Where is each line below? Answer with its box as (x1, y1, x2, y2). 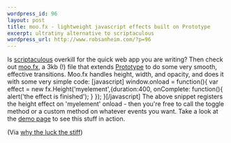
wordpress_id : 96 (7, 10, 58, 17)
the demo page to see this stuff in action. (7, 114, 126, 123)
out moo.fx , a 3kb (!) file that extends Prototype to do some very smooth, (7, 63, 218, 71)
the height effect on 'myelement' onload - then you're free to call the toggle (7, 100, 225, 108)
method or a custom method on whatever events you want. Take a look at (7, 107, 218, 116)
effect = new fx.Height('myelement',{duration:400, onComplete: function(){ (7, 85, 223, 93)
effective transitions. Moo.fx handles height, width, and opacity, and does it (7, 70, 225, 79)
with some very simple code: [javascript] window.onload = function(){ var (7, 77, 218, 86)
